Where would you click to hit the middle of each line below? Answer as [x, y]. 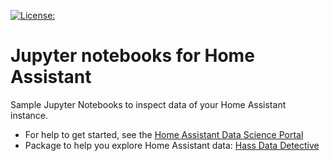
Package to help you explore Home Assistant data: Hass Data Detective [172, 145]
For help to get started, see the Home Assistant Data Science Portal [164, 134]
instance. [29, 115]
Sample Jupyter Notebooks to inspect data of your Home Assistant [148, 104]
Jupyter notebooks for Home [132, 56]
